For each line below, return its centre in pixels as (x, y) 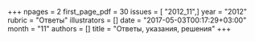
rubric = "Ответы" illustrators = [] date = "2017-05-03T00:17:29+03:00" (127, 20)
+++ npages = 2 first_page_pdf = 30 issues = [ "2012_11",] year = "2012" (127, 12)
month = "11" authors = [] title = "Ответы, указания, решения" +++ (119, 29)
